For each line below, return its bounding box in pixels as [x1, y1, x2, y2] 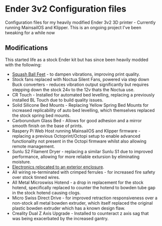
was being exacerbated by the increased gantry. [12, 215, 109, 221]
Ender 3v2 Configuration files [5, 3, 127, 15]
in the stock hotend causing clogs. [12, 190, 81, 195]
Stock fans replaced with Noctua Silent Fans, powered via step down [12, 76, 149, 82]
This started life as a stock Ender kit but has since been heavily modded [5, 57, 148, 63]
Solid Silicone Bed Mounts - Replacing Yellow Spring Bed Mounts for [12, 102, 149, 108]
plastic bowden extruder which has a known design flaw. [12, 205, 126, 211]
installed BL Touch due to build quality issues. [12, 97, 103, 103]
